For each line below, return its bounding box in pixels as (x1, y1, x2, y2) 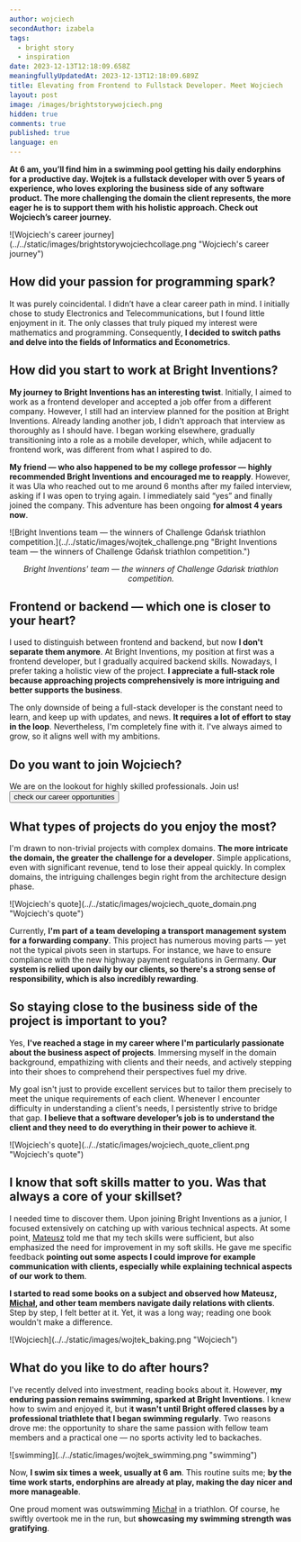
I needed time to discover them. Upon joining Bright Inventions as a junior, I (9, 1212, 288, 1224)
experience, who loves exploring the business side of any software (9, 183, 265, 194)
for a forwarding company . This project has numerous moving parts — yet (9, 935, 287, 946)
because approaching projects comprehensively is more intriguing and (9, 676, 280, 686)
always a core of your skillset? (9, 1189, 182, 1204)
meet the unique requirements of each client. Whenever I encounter (9, 1093, 261, 1103)
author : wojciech (9, 14, 75, 23)
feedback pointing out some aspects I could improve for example (9, 1251, 256, 1262)
